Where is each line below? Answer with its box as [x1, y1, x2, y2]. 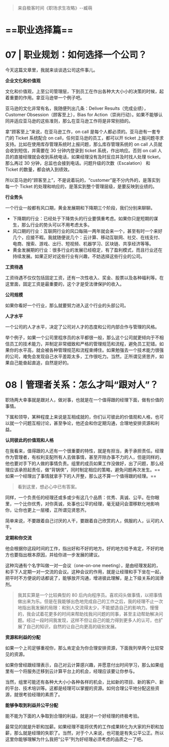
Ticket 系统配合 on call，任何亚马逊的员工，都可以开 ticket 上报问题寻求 [15, 135, 164, 141]
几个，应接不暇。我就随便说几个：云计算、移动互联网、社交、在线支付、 [12, 234, 162, 241]
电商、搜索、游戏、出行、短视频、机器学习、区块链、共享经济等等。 [12, 241, 154, 247]
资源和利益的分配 [5, 634, 41, 640]
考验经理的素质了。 [22, 692, 63, 698]
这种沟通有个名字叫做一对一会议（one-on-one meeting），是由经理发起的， [5, 563, 161, 569]
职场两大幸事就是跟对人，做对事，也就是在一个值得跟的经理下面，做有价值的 [5, 397, 164, 403]
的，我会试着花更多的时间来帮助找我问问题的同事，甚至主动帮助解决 [17, 611, 159, 617]
